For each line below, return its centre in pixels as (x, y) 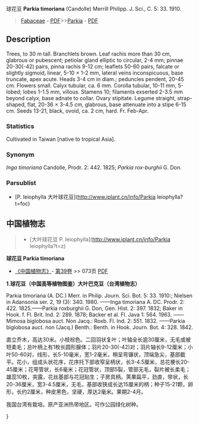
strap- (185, 98)
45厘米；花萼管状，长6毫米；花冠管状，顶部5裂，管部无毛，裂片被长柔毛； (99, 369)
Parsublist (21, 183)
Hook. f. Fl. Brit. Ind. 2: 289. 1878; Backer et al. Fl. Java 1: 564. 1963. (89, 314)
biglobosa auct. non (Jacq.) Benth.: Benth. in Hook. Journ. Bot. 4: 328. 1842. (99, 327)
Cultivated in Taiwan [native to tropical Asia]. (61, 139)
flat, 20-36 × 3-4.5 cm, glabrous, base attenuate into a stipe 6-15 (107, 104)
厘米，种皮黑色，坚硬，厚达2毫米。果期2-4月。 (88, 392)
